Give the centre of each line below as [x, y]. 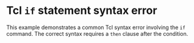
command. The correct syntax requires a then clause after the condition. [97, 33]
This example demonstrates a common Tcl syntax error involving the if [96, 27]
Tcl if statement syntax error [82, 11]
